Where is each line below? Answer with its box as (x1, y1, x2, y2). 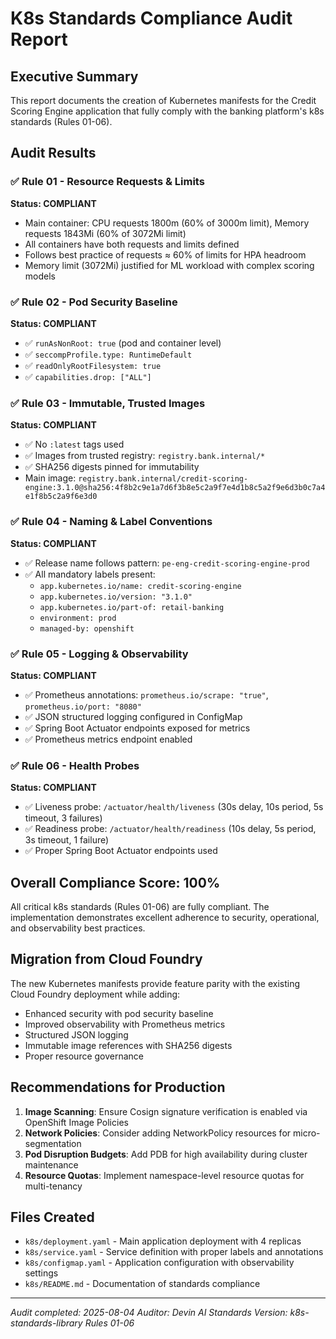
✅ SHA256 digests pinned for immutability (24, 461, 200, 473)
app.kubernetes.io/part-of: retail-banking (39, 602, 225, 612)
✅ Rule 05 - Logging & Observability (10, 647, 189, 661)
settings (24, 1267, 59, 1279)
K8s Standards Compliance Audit (10, 7, 293, 30)
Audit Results (10, 145, 97, 162)
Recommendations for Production (10, 1079, 226, 1096)
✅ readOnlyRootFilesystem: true (24, 359, 162, 371)
